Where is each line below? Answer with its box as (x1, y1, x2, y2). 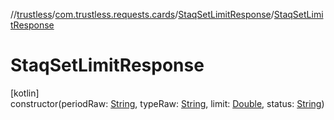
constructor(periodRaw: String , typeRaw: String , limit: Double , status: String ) (10, 97, 325, 109)
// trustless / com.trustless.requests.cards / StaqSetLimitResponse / (10, 9, 275, 20)
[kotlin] (10, 87, 40, 99)
